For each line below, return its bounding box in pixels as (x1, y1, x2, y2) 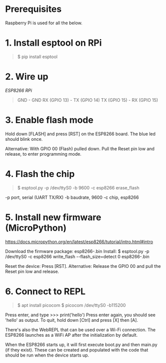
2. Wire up (5, 71, 49, 82)
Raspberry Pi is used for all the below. (5, 20, 83, 26)
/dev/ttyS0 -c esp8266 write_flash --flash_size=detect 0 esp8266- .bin (5, 253, 150, 259)
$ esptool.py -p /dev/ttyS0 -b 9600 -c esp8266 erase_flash (17, 184, 140, 190)
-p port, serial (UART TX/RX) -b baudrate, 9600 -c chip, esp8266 (5, 194, 139, 200)
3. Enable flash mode (5, 115, 93, 125)
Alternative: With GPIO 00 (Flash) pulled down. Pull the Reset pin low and (5, 145, 155, 152)
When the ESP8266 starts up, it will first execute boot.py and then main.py (5, 341, 158, 348)
